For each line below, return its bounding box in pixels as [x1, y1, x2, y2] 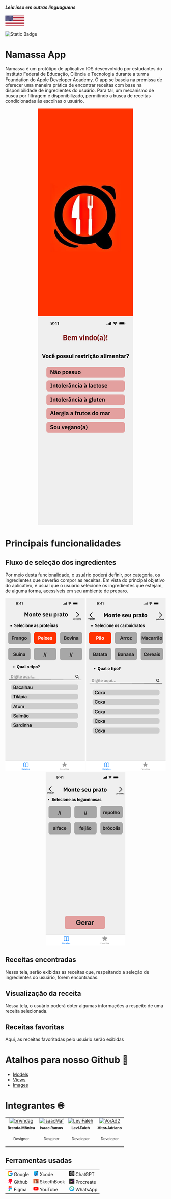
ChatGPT [75, 1171, 95, 1177]
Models [12, 1071, 29, 1077]
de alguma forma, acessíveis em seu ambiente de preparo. [5, 588, 128, 594]
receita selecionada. [5, 1008, 48, 1014]
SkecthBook [39, 1179, 65, 1185]
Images [12, 1082, 28, 1088]
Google [13, 1171, 30, 1177]
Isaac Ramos [40, 1126, 64, 1131]
